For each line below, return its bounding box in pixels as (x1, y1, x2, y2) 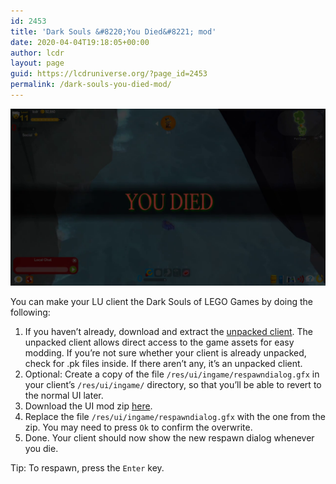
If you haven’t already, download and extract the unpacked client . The (24, 326, 313, 338)
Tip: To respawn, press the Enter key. (10, 462, 165, 474)
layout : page (10, 58, 65, 69)
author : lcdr (10, 48, 65, 58)
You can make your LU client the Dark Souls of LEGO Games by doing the (10, 296, 313, 308)
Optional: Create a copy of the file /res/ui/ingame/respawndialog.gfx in (24, 368, 320, 380)
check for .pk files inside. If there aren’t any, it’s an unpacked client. (24, 358, 303, 370)
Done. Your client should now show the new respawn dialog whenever (24, 432, 315, 444)
